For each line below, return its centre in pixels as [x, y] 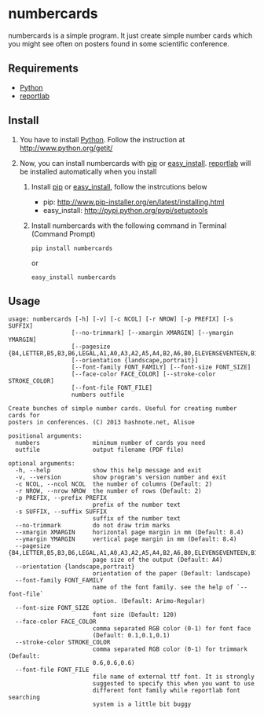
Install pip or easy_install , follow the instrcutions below [119, 186]
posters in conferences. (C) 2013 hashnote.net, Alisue [101, 422]
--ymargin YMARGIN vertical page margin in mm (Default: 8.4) [126, 539]
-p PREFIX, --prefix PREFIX [61, 498]
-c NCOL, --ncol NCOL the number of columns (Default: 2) [114, 484]
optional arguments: [42, 464]
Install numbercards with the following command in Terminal [129, 226]
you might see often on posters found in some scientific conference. [119, 43]
